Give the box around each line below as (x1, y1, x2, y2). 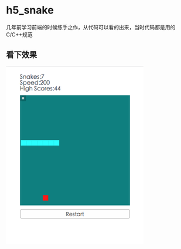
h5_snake (6, 4, 54, 17)
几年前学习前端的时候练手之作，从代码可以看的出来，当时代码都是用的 (6, 23, 176, 31)
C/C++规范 (6, 31, 33, 38)
